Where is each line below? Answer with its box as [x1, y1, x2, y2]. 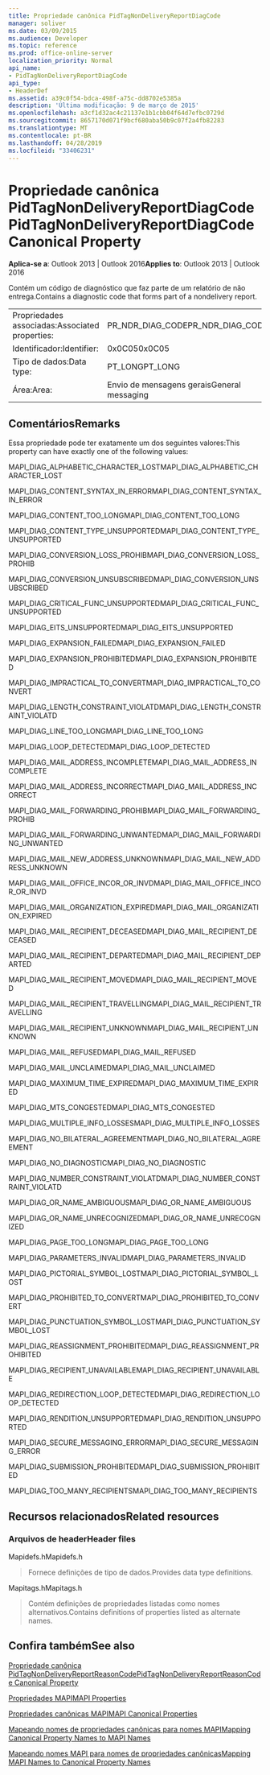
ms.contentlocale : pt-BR [8, 131, 92, 139]
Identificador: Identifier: [12, 343, 99, 354]
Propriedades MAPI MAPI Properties [8, 1693, 127, 1703]
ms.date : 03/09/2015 [8, 27, 78, 35]
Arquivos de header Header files [8, 1534, 137, 1545]
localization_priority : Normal [8, 57, 113, 65]
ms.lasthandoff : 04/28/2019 [8, 138, 103, 147]
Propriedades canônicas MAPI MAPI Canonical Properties [8, 1708, 198, 1719]
